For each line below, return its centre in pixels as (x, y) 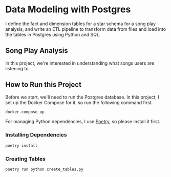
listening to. (18, 68)
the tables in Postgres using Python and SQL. (53, 34)
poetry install (22, 145)
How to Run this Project (44, 85)
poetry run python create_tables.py (44, 169)
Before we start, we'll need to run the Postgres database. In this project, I (82, 97)
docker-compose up (25, 112)
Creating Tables (26, 159)
